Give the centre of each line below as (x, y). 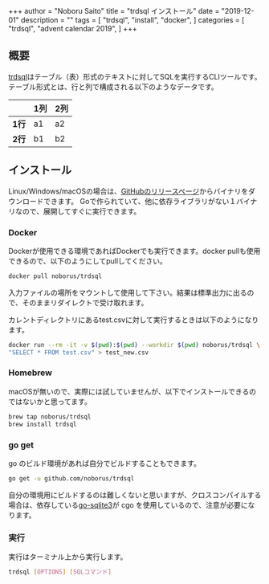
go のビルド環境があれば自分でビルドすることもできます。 (104, 463)
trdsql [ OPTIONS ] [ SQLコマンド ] (60, 572)
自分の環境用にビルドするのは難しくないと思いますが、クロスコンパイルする (135, 495)
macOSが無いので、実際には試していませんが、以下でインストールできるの (132, 391)
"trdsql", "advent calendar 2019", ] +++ (73, 29)
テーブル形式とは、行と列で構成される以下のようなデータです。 (113, 87)
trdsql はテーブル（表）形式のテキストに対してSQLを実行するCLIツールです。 (135, 76)
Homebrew (30, 373)
